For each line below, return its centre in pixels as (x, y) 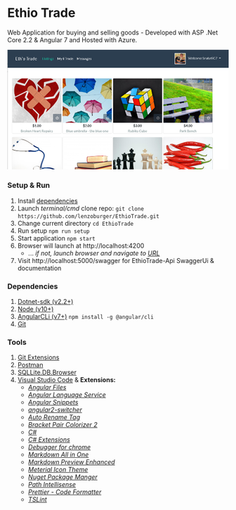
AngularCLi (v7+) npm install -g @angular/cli (86, 316)
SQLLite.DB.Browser (47, 372)
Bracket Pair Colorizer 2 (63, 425)
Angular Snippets (53, 402)
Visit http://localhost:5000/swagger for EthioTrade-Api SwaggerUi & (116, 260)
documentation (39, 268)
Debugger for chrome (59, 447)
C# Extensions (49, 440)
